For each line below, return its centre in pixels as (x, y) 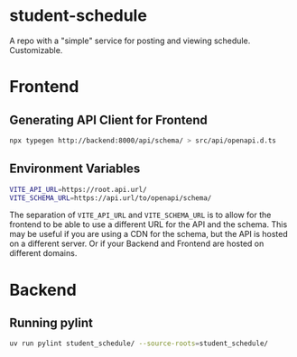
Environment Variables (75, 169)
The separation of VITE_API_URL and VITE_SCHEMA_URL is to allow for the (140, 215)
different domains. (43, 253)
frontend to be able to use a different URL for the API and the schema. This (148, 224)
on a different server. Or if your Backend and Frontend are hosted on (137, 243)
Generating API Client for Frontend (108, 119)
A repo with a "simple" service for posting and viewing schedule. (130, 41)
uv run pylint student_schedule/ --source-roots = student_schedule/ (139, 343)
